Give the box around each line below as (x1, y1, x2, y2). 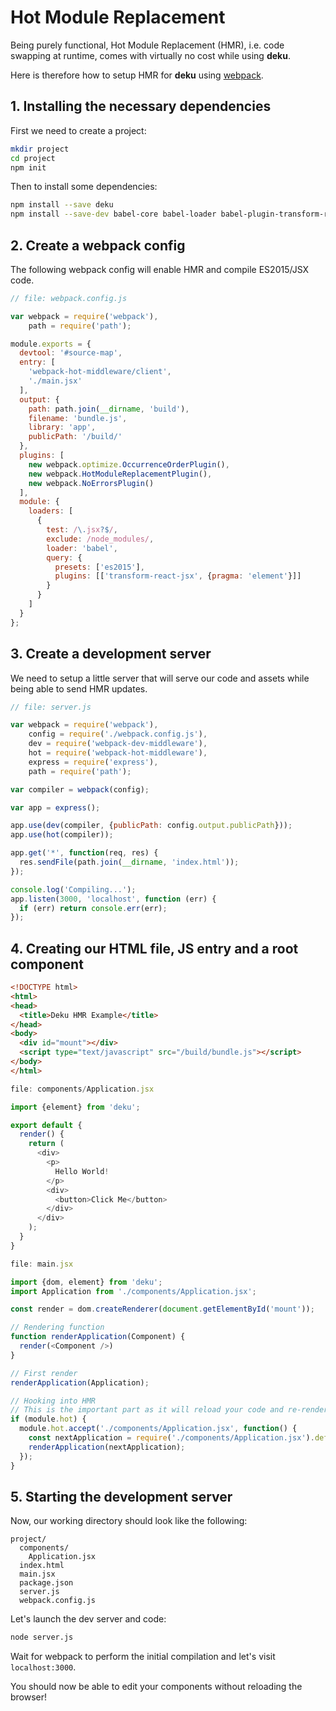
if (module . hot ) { (10, 1414, 87, 1425)
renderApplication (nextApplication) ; (28, 1442, 186, 1452)
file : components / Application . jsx (10, 1084, 155, 1094)
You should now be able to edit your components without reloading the (10, 1681, 303, 1693)
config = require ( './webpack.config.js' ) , (28, 729, 208, 740)
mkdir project (10, 144, 70, 154)
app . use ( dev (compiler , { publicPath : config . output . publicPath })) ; (10, 821, 293, 831)
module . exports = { (10, 339, 92, 349)
